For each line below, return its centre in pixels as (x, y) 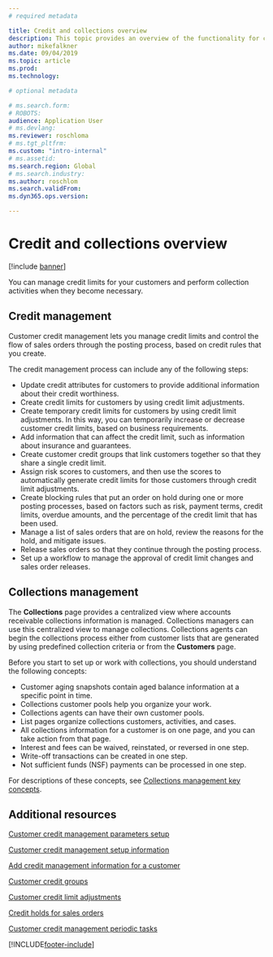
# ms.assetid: (32, 158)
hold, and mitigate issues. (63, 540)
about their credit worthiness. (69, 393)
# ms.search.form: (39, 105)
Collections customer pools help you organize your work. (116, 704)
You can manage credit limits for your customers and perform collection (129, 282)
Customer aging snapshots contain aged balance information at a (130, 687)
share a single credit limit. (63, 463)
